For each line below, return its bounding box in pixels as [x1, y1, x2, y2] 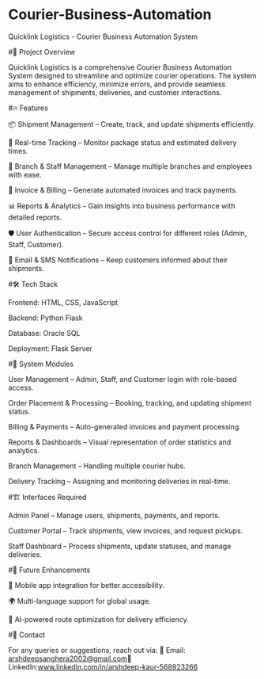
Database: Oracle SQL [8, 328, 81, 338]
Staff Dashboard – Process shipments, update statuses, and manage [8, 541, 232, 551]
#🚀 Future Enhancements [8, 565, 91, 574]
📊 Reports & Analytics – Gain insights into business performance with [8, 200, 236, 211]
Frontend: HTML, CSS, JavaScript [8, 297, 119, 307]
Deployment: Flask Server [8, 343, 92, 353]
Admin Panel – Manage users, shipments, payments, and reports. [8, 510, 221, 520]
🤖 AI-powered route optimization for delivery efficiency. [8, 614, 189, 624]
